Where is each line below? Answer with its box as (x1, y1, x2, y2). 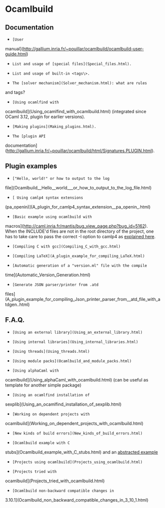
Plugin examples (5, 162, 58, 170)
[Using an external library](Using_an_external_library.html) (12, 330, 143, 335)
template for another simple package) (5, 382, 82, 388)
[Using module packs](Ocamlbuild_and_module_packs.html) (12, 358, 132, 364)
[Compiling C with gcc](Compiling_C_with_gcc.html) (12, 244, 121, 249)
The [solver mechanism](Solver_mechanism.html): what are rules (12, 81, 147, 85)
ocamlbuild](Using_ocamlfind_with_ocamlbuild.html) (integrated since (5, 109, 147, 114)
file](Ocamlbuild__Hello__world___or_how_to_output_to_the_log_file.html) (5, 184, 152, 191)
